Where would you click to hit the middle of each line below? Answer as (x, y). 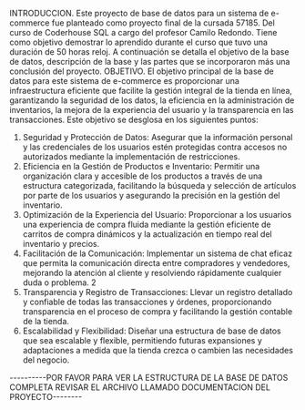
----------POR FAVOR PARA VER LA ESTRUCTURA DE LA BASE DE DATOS (149, 378)
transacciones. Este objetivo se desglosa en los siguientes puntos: (134, 119)
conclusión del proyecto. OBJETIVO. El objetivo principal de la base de (142, 71)
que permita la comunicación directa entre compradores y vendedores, (156, 263)
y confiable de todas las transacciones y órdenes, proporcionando (147, 302)
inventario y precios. (61, 244)
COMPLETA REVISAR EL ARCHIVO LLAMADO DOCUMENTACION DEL (140, 387)
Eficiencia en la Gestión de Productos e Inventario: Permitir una (141, 166)
